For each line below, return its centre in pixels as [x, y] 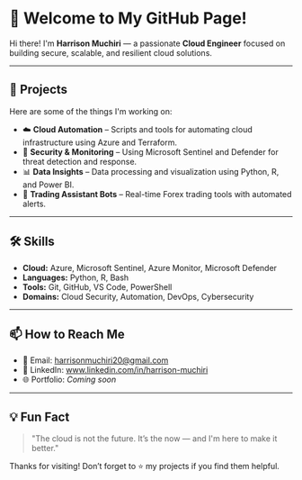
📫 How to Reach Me [67, 334]
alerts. [34, 204]
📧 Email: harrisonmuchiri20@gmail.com [95, 360]
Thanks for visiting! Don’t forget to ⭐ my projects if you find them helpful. [145, 466]
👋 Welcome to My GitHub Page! [128, 18]
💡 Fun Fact [40, 417]
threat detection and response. [80, 161]
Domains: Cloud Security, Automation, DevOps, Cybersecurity [138, 296]
